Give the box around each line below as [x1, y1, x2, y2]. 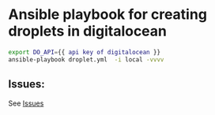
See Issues [8, 98, 44, 108]
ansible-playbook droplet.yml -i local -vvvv [8, 55, 164, 64]
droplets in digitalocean [8, 22, 168, 40]
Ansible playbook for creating [8, 6, 208, 24]
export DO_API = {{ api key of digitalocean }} [8, 48, 160, 56]
